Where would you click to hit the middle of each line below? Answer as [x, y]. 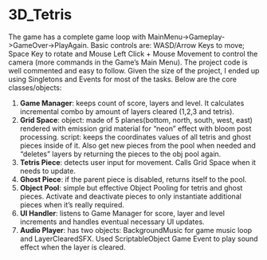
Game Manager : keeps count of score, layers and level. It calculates [132, 103]
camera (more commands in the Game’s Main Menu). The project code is [128, 62]
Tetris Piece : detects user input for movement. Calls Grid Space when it [138, 162]
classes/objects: [35, 87]
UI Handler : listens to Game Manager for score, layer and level [122, 213]
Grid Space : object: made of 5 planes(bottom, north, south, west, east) [136, 120]
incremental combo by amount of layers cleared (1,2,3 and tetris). [127, 111]
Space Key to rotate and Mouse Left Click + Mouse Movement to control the [133, 53]
